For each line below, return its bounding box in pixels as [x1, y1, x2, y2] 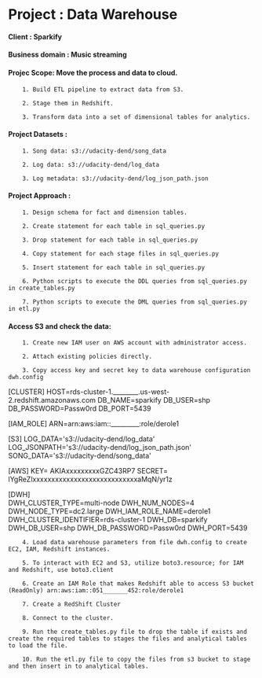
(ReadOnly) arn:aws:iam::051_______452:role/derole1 [8, 587, 184, 595]
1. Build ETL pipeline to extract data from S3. [22, 85, 184, 94]
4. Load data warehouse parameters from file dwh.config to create [22, 539, 247, 547]
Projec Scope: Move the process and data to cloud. [8, 68, 178, 77]
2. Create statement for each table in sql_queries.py [22, 222, 206, 230]
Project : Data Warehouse [8, 6, 178, 24]
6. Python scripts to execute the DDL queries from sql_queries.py [22, 277, 247, 285]
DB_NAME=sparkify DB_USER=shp [97, 396, 210, 405]
